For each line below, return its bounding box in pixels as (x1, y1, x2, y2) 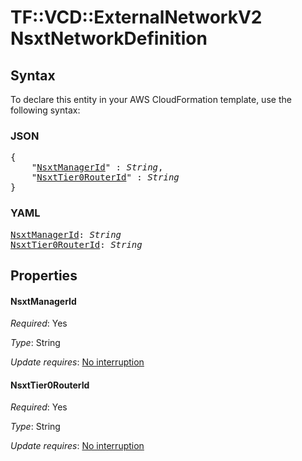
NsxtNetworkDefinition (10, 27, 208, 50)
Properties (10, 267, 78, 284)
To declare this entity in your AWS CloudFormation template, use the (10, 94, 292, 105)
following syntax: (10, 104, 81, 116)
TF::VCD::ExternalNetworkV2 (10, 6, 263, 29)
